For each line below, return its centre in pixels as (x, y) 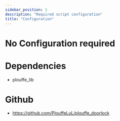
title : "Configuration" (30, 19)
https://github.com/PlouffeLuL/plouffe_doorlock (61, 113)
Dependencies (36, 66)
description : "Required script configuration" (54, 14)
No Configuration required (60, 43)
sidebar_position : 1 (26, 10)
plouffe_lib (23, 80)
